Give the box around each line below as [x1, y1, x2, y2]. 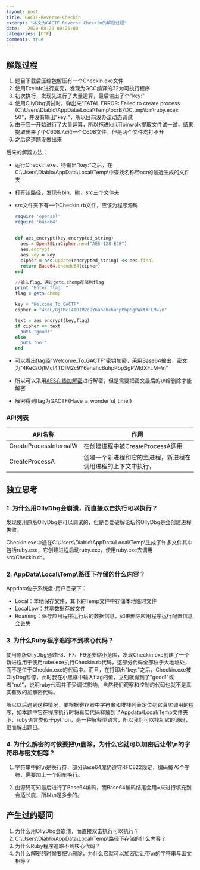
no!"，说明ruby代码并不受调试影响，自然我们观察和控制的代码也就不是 [14, 681, 186, 688]
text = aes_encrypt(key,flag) [14, 317, 90, 323]
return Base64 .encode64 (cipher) [20, 263, 101, 269]
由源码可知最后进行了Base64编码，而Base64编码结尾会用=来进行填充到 [14, 784, 192, 791]
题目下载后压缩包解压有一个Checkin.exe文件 [14, 77, 124, 84]
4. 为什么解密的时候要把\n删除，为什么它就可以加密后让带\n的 [6, 740, 185, 748]
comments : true [6, 36, 44, 42]
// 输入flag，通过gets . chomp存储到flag [14, 279, 104, 286]
